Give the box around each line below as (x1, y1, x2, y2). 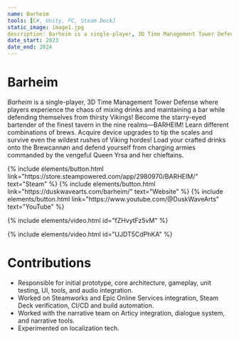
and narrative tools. (17, 316, 75, 325)
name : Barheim (7, 10, 50, 18)
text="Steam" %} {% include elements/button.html (7, 179, 156, 188)
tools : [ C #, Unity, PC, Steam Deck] (7, 17, 116, 24)
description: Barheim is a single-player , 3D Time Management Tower (7, 30, 215, 38)
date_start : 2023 (7, 37, 59, 44)
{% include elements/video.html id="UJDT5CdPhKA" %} (7, 229, 173, 239)
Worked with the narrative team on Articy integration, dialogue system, (17, 308, 225, 317)
